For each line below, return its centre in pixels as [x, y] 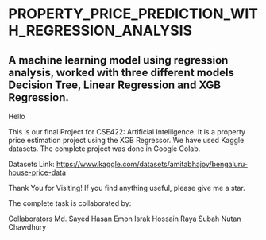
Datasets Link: [32, 164]
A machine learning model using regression [118, 60]
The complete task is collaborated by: [70, 203]
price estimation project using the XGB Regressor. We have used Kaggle [126, 140]
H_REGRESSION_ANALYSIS [100, 31]
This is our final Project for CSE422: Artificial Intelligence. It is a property [127, 132]
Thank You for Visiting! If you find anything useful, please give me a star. [127, 188]
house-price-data [37, 172]
